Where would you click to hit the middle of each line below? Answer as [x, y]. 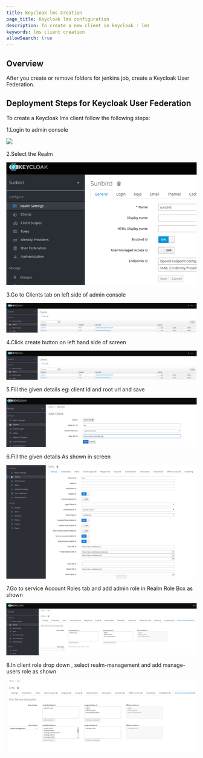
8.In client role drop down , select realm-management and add [84, 665]
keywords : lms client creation [46, 32]
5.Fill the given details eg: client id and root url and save [76, 389]
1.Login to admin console [37, 129]
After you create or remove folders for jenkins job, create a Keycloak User [98, 78]
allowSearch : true [29, 38]
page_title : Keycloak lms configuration [58, 19]
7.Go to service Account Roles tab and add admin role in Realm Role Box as [100, 588]
